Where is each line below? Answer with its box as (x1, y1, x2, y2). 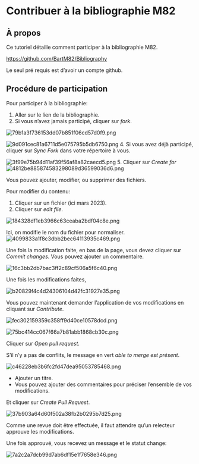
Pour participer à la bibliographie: (6, 99, 88, 106)
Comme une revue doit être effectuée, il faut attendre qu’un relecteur (6, 421, 175, 429)
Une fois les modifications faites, (6, 275, 86, 283)
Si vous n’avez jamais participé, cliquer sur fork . (14, 117, 132, 124)
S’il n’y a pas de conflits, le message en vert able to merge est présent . (6, 351, 180, 358)
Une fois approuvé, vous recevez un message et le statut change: (6, 439, 167, 447)
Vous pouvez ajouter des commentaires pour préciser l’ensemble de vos (14, 381, 192, 388)
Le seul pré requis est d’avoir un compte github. (6, 67, 123, 74)
